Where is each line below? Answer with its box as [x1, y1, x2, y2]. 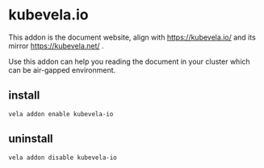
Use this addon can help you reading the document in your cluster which [8, 57, 250, 66]
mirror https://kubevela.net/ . [8, 40, 104, 50]
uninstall [8, 132, 54, 146]
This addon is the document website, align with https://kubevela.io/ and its [8, 32, 256, 42]
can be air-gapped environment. [8, 65, 116, 74]
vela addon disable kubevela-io [8, 153, 117, 162]
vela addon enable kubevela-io [8, 110, 114, 118]
